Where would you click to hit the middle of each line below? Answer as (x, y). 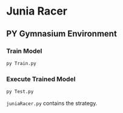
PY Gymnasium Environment (62, 34)
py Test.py (20, 92)
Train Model (24, 51)
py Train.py (21, 63)
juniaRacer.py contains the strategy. (52, 103)
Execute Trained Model (41, 79)
